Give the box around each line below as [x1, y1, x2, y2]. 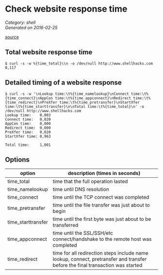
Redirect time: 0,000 [5, 125, 51, 130]
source [5, 34, 19, 40]
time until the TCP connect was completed [52, 194, 149, 201]
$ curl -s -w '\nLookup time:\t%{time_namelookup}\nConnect [5, 91, 130, 96]
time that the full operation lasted [52, 178, 128, 185]
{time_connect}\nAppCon [5, 96, 53, 101]
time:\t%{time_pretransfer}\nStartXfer [59, 100, 140, 105]
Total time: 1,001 [5, 142, 51, 147]
